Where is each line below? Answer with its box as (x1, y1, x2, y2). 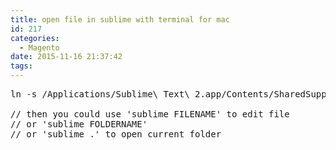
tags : (10, 61, 33, 71)
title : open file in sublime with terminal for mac (10, 14, 230, 25)
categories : (10, 33, 60, 43)
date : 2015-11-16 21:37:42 (10, 52, 123, 62)
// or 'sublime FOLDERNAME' (10, 119, 148, 130)
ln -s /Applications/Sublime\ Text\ (10, 89, 190, 100)
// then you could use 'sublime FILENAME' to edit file (10, 109, 290, 120)
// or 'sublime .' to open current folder (10, 129, 222, 140)
